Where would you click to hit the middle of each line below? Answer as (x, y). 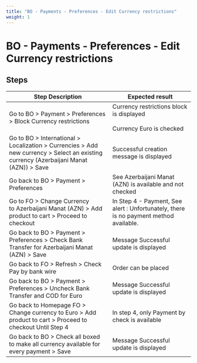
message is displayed (142, 156)
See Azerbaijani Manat (143, 177)
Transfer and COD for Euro (46, 296)
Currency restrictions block (150, 106)
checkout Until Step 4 (39, 327)
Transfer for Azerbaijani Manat (51, 247)
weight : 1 (18, 17)
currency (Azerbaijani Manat (48, 160)
